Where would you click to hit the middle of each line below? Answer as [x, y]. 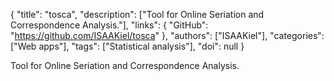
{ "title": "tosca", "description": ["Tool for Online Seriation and [137, 14]
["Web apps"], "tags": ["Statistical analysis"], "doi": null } [127, 46]
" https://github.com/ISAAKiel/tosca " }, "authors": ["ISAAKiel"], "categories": [167, 35]
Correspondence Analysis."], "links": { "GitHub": [109, 25]
